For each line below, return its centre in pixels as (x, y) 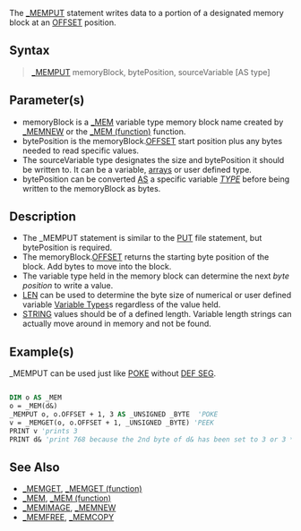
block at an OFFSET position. (63, 22)
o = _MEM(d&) (34, 407)
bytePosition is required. (67, 248)
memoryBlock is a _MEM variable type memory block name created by (153, 122)
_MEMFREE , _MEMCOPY (68, 518)
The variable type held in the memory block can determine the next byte (155, 276)
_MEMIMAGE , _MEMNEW (69, 508)
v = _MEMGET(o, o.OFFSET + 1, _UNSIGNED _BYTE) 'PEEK (112, 423)
